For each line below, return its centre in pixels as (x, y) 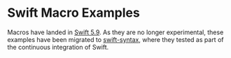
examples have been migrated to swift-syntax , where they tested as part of (115, 39)
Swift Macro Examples (73, 13)
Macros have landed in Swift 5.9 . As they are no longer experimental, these (115, 32)
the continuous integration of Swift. (58, 47)
